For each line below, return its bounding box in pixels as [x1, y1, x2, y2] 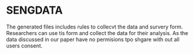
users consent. [6, 42, 43, 49]
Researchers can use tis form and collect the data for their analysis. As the [6, 29, 189, 36]
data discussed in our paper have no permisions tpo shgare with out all [6, 36, 180, 43]
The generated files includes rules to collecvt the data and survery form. [6, 23, 183, 30]
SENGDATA [6, 4, 63, 17]
